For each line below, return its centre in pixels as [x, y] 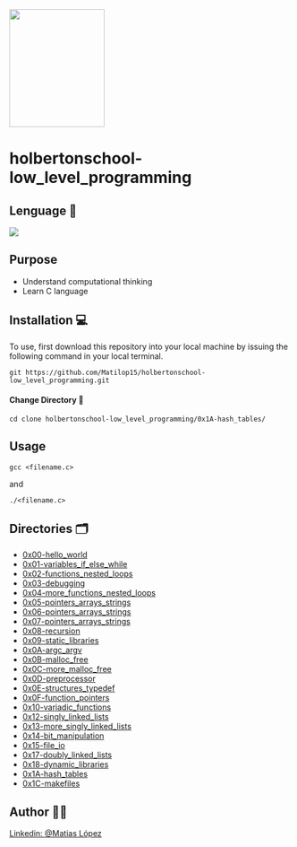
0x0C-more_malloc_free [67, 669]
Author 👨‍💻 [38, 812]
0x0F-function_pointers [66, 698]
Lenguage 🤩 [43, 210]
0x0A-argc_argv [52, 651]
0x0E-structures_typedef [68, 688]
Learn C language [55, 291]
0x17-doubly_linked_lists [67, 755]
